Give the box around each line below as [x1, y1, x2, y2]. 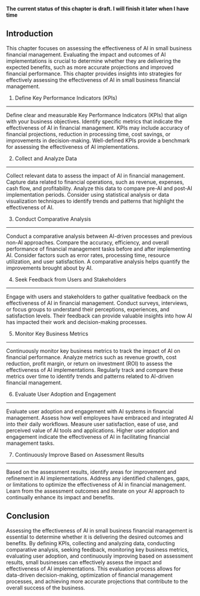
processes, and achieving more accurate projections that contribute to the [6, 577, 189, 585]
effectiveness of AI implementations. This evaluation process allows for [6, 565, 182, 572]
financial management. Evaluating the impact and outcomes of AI [6, 51, 166, 58]
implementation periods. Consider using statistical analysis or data [6, 191, 170, 198]
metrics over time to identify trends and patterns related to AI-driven [6, 372, 174, 380]
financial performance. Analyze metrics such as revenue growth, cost [6, 353, 177, 360]
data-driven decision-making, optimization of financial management [6, 571, 173, 579]
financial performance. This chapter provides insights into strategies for [6, 70, 182, 77]
